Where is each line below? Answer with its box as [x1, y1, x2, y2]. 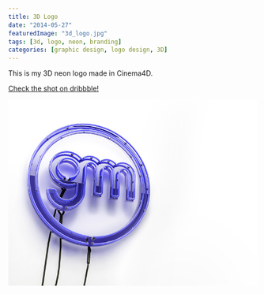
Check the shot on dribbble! [8, 84, 100, 94]
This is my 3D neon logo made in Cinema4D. [8, 69, 153, 78]
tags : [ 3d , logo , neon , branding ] [8, 38, 123, 46]
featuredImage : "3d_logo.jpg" [8, 29, 108, 37]
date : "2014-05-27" [8, 20, 73, 29]
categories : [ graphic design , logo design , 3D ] [8, 46, 168, 54]
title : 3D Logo [8, 13, 58, 20]
